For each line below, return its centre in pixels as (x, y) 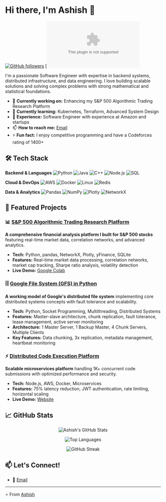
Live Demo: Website (33, 399)
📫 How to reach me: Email (40, 127)
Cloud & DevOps (22, 182)
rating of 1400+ (28, 142)
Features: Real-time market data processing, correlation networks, (80, 260)
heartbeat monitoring (34, 343)
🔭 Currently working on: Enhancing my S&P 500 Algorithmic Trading (83, 101)
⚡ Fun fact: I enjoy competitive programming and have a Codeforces (82, 135)
